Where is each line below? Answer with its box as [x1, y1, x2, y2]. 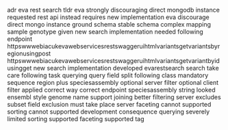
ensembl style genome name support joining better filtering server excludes [7, 93, 221, 101]
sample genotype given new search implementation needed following [7, 27, 203, 36]
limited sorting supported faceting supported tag [7, 115, 145, 122]
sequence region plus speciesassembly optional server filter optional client [7, 79, 219, 86]
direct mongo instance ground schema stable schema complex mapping [7, 21, 211, 28]
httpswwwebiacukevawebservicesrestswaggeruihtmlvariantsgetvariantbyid [7, 57, 220, 64]
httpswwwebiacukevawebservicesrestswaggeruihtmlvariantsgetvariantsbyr [7, 42, 220, 50]
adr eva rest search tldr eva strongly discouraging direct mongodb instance [7, 6, 220, 14]
